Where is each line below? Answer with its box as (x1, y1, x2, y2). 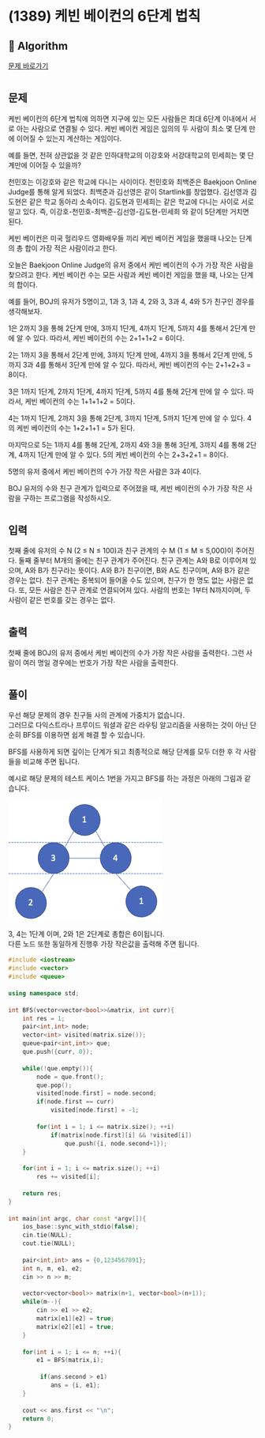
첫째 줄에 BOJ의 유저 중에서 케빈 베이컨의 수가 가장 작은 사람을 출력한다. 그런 (8, 647, 244, 657)
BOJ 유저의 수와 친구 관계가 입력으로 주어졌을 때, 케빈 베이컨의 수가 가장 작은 (8, 483, 244, 493)
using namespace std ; (8, 989, 80, 997)
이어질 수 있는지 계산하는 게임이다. (16, 134, 122, 143)
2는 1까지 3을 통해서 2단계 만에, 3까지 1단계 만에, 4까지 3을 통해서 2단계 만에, (8, 349, 247, 360)
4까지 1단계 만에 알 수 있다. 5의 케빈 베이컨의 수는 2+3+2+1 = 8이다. (18, 450, 229, 459)
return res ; (22, 1189, 62, 1198)
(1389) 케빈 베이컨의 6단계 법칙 (8, 7, 201, 25)
